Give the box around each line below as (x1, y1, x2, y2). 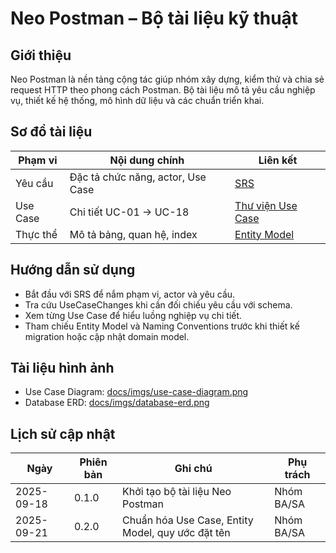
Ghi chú (174, 462, 213, 476)
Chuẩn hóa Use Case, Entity (122, 513, 254, 527)
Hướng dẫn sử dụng (10, 262, 136, 279)
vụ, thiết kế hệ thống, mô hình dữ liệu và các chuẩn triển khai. (10, 95, 265, 106)
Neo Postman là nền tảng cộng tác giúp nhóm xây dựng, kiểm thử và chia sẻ (10, 73, 325, 85)
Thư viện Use (234, 198, 298, 212)
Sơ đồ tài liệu (10, 123, 93, 141)
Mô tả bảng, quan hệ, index (69, 227, 198, 241)
